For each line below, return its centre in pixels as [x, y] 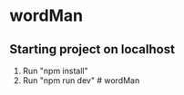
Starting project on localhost [92, 49]
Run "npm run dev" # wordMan [81, 81]
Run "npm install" [55, 71]
